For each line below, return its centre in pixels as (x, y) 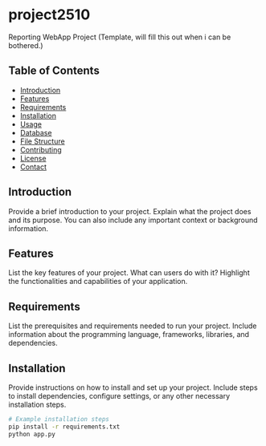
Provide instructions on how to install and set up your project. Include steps (133, 387)
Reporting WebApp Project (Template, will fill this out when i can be (120, 37)
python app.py (32, 434)
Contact (33, 167)
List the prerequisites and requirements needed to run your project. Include (133, 326)
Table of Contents (54, 71)
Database (36, 132)
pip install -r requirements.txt (64, 427)
